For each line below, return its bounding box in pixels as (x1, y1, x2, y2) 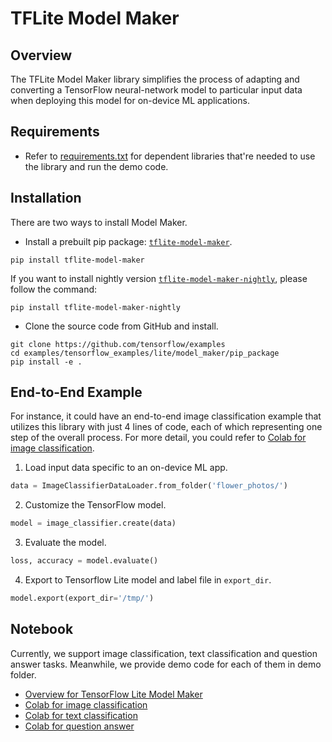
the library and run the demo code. (24, 160, 169, 172)
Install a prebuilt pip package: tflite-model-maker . (24, 235, 233, 247)
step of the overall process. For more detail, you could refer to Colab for (10, 432, 307, 444)
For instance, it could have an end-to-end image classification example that (10, 410, 322, 422)
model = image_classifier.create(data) (10, 518, 177, 529)
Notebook (10, 621, 74, 638)
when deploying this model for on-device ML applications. (10, 95, 250, 106)
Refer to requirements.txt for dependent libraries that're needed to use (24, 150, 316, 162)
